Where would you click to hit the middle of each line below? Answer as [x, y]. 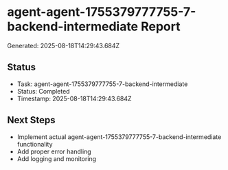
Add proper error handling [54, 151]
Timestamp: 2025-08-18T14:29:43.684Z [74, 98]
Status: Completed [43, 91]
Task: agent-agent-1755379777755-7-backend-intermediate [102, 84]
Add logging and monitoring [57, 158]
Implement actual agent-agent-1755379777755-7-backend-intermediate [119, 137]
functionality [35, 144]
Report [160, 26]
